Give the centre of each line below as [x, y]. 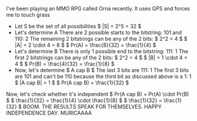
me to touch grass [28, 15]
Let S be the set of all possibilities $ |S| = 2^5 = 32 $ [78, 26]
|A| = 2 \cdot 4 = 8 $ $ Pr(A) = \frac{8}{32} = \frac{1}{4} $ [85, 45]
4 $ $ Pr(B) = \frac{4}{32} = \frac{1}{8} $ [64, 64]
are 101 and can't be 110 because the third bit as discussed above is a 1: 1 [103, 76]
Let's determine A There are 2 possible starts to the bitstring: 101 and [98, 32]
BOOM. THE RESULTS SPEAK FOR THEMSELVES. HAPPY [92, 107]
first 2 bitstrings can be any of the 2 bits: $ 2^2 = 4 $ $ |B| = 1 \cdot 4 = [101, 58]
